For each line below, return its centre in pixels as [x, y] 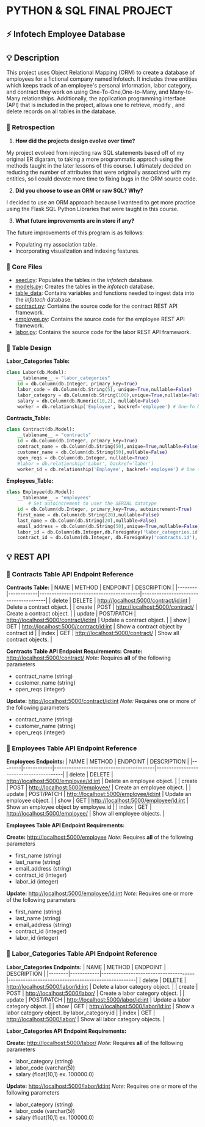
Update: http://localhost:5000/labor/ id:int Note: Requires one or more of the [102, 1086]
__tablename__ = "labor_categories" [64, 378]
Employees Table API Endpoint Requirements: [66, 825]
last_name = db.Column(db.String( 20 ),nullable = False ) [87, 521]
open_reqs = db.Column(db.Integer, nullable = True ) [83, 458]
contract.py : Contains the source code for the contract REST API [96, 306]
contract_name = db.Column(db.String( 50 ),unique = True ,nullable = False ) [109, 447]
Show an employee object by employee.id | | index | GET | [79, 807]
